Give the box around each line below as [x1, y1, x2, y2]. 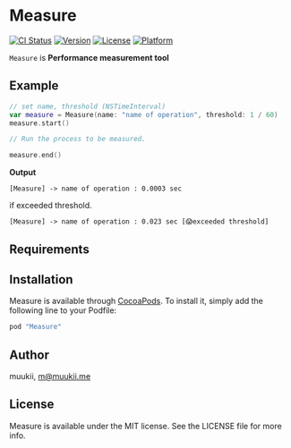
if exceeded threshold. [9, 200, 92, 211]
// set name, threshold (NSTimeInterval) [9, 102, 167, 111]
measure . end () [9, 151, 63, 160]
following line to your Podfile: [9, 305, 117, 316]
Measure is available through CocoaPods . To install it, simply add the [9, 296, 264, 307]
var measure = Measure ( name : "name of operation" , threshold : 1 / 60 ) [9, 110, 278, 119]
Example [9, 78, 59, 94]
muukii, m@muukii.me [9, 371, 91, 382]
